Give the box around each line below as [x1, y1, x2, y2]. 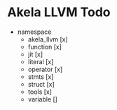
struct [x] [27, 80, 55, 88]
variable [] [27, 94, 58, 103]
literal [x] [27, 57, 54, 66]
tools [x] [27, 87, 53, 96]
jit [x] [27, 50, 43, 59]
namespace [17, 28, 52, 36]
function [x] [27, 42, 62, 51]
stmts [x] [27, 72, 54, 81]
